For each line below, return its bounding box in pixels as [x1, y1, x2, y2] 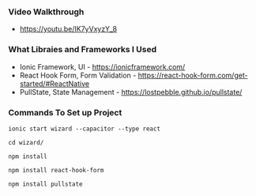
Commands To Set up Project [8, 107, 122, 118]
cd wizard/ [8, 138, 44, 146]
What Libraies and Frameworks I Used [8, 44, 157, 55]
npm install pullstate [8, 180, 83, 188]
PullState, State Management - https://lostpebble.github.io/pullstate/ [19, 87, 243, 96]
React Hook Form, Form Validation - [19, 70, 137, 80]
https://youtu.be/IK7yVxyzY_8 [19, 24, 118, 34]
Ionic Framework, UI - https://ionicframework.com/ [19, 62, 186, 71]
